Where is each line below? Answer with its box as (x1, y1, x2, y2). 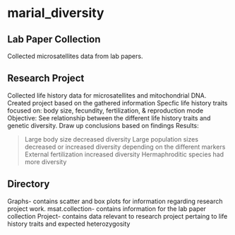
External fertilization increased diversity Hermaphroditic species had (24, 150, 224, 159)
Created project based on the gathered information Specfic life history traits (7, 98, 228, 107)
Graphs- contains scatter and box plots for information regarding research (7, 197, 224, 205)
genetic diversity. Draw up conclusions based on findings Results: (7, 121, 199, 130)
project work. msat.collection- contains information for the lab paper (7, 204, 207, 213)
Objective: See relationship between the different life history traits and (7, 113, 211, 122)
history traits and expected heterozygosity (7, 219, 131, 228)
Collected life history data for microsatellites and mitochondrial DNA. (7, 91, 207, 100)
